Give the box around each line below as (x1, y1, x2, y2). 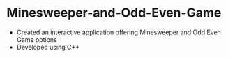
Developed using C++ (16, 43, 80, 51)
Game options (16, 35, 57, 43)
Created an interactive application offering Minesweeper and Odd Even (16, 28, 221, 36)
